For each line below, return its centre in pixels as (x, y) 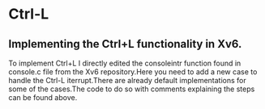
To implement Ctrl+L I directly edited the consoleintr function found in (125, 63)
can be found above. (43, 97)
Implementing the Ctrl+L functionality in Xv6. (125, 44)
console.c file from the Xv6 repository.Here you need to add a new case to (133, 72)
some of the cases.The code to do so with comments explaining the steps (132, 89)
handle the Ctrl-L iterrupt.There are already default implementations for (128, 80)
